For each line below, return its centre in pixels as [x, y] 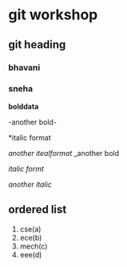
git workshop [53, 15]
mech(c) [34, 246]
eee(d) [31, 254]
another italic [30, 184]
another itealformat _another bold [64, 153]
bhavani [24, 68]
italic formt [26, 168]
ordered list [38, 209]
